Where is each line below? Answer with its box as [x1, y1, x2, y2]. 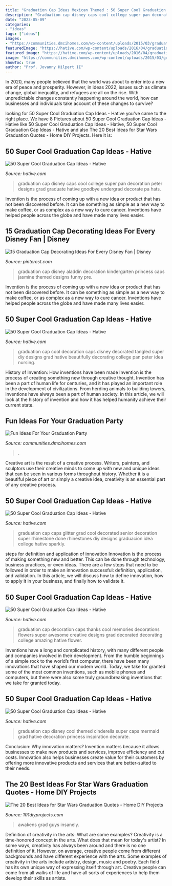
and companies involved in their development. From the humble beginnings [5, 652, 164, 659]
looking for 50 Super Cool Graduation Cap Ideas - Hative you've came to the [5, 111, 166, 117]
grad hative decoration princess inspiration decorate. [17, 733, 130, 740]
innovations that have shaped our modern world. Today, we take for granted [5, 664, 165, 669]
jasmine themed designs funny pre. [17, 273, 93, 280]
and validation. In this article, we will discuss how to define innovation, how [5, 573, 164, 579]
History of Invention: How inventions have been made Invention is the [5, 369, 152, 375]
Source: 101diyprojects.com [5, 811, 63, 817]
